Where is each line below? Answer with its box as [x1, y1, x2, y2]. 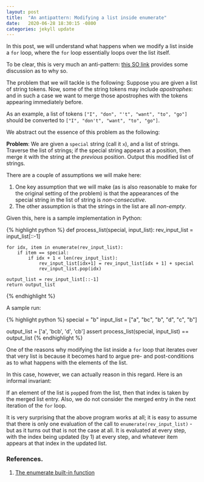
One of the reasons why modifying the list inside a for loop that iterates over [6, 346, 198, 354]
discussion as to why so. [6, 68, 68, 75]
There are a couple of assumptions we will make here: [6, 172, 141, 179]
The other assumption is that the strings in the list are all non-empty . [15, 203, 186, 210]
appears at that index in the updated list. [6, 439, 107, 447]
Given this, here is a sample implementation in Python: [6, 214, 142, 222]
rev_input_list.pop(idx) [38, 266, 102, 272]
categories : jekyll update [6, 26, 75, 32]
